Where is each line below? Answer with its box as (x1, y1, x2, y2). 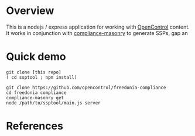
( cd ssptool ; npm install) (6, 74, 77, 80)
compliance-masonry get (6, 95, 64, 100)
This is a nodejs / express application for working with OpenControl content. (6, 23, 190, 30)
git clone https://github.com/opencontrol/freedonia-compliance (6, 85, 166, 90)
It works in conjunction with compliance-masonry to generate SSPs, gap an (6, 29, 189, 36)
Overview (6, 4, 54, 18)
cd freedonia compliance (6, 89, 67, 96)
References (6, 120, 63, 132)
